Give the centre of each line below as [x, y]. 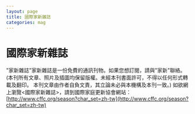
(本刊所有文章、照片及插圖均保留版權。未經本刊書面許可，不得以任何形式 [95, 78]
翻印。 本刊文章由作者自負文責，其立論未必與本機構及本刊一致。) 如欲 [100, 85]
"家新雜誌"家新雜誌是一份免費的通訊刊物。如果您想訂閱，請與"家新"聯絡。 [96, 70]
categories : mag [26, 22]
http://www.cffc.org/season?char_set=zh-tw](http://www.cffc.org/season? [98, 99]
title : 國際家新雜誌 [28, 17]
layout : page [22, 11]
